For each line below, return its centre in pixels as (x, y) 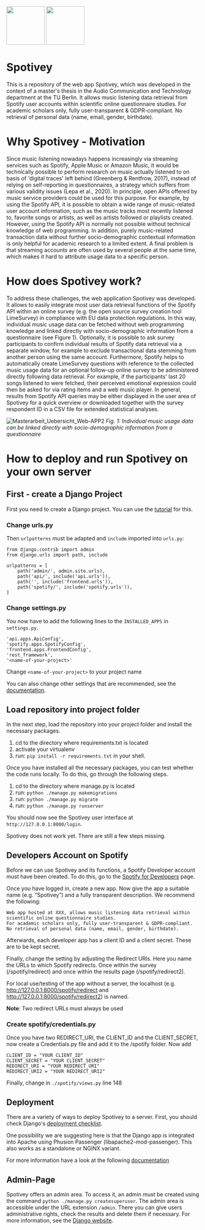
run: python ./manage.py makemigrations (66, 793)
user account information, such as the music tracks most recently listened (100, 210)
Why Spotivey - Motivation (76, 142)
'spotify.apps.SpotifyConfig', (46, 644)
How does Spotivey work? (74, 281)
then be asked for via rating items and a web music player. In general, (94, 390)
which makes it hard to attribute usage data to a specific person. (88, 256)
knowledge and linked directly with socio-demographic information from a (100, 331)
